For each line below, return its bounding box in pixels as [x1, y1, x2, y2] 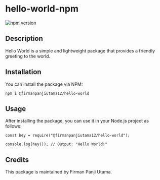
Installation [5, 68, 42, 76]
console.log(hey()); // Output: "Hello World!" [5, 142, 108, 147]
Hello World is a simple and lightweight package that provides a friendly [5, 47, 155, 53]
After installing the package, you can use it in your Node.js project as [5, 118, 149, 124]
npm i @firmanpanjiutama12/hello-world [5, 91, 90, 96]
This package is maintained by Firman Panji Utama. [5, 169, 112, 175]
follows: [5, 123, 22, 129]
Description [5, 34, 43, 43]
